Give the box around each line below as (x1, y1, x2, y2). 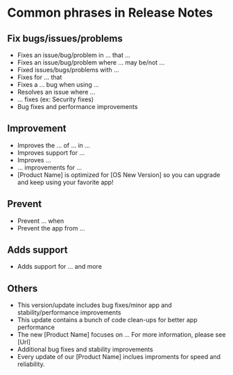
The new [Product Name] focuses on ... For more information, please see (17, 331, 226, 339)
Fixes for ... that (17, 73, 62, 81)
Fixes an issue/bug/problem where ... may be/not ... (17, 58, 165, 67)
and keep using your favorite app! (17, 178, 114, 186)
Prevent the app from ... (17, 224, 85, 232)
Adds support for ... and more (17, 262, 103, 271)
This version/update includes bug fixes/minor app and (17, 301, 172, 310)
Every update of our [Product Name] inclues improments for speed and (17, 353, 221, 361)
